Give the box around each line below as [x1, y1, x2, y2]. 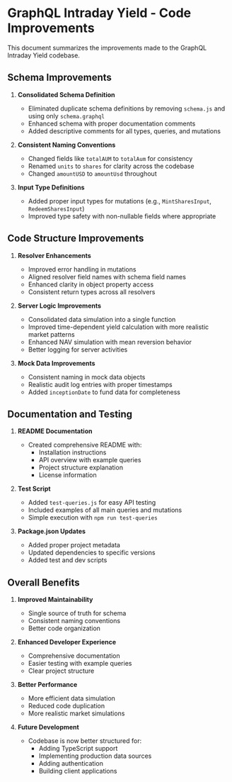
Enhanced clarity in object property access [28, 280, 154, 289]
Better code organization [28, 624, 101, 632]
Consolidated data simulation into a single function [28, 315, 176, 323]
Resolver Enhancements [17, 251, 92, 259]
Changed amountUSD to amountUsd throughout [28, 169, 157, 178]
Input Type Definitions [17, 183, 85, 191]
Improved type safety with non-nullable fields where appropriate [28, 211, 216, 220]
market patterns [28, 330, 76, 338]
